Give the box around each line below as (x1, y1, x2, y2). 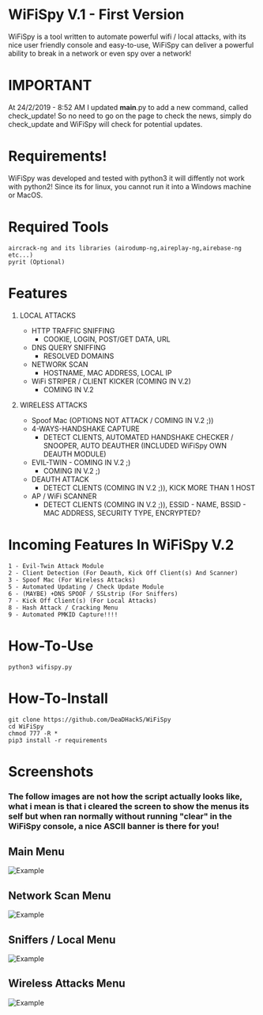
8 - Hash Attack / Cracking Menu (8, 604, 118, 612)
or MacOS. (8, 190, 43, 200)
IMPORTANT (8, 77, 92, 94)
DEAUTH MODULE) (43, 449, 107, 459)
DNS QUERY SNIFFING (31, 342, 107, 352)
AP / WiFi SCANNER (31, 491, 97, 501)
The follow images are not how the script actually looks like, (8, 791, 242, 802)
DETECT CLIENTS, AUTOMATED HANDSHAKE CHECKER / (43, 432, 234, 441)
